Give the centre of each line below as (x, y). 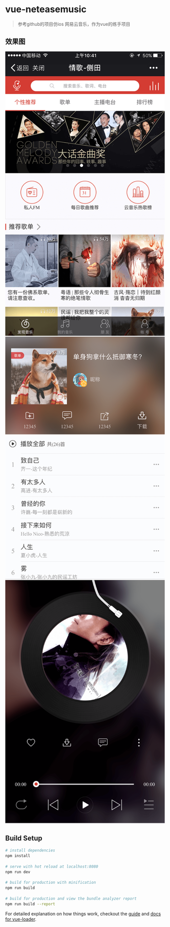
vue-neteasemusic (46, 9)
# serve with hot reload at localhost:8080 (52, 867)
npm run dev (18, 872)
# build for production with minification (51, 883)
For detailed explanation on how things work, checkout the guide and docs (83, 914)
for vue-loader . (21, 919)
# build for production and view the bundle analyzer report (71, 899)
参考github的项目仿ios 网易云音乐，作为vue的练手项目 (74, 24)
